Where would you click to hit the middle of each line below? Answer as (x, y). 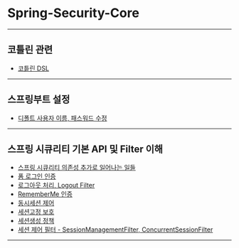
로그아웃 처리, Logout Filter (56, 185)
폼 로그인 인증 (37, 176)
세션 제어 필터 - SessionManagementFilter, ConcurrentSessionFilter (115, 230)
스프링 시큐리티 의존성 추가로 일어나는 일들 (77, 168)
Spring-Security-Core (74, 13)
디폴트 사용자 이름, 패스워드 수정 (62, 118)
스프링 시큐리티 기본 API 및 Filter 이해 (85, 149)
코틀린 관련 (30, 50)
